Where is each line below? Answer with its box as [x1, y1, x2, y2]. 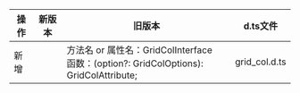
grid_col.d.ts [235, 55, 287, 68]
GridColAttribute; [66, 69, 137, 81]
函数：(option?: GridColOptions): [66, 57, 204, 70]
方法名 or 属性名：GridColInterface [66, 44, 212, 56]
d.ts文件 [243, 20, 279, 32]
